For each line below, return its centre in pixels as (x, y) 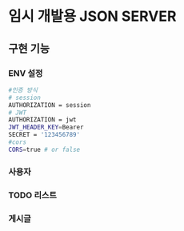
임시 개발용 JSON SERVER (92, 16)
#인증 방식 (23, 90)
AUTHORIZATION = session (50, 105)
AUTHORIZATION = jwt (43, 120)
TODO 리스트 (33, 195)
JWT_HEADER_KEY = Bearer (46, 127)
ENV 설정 (26, 73)
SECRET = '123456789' (44, 135)
